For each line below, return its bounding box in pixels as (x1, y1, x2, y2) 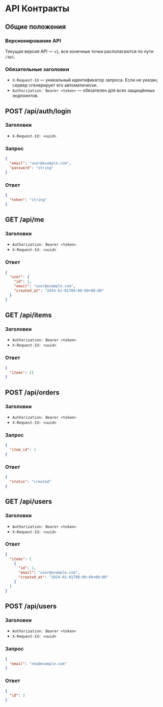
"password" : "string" (9, 165, 54, 170)
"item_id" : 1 (9, 448, 36, 452)
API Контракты (5, 3, 70, 14)
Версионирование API (5, 37, 61, 44)
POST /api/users (5, 602, 57, 611)
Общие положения (5, 23, 66, 31)
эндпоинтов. (12, 93, 39, 99)
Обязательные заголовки (5, 66, 70, 73)
